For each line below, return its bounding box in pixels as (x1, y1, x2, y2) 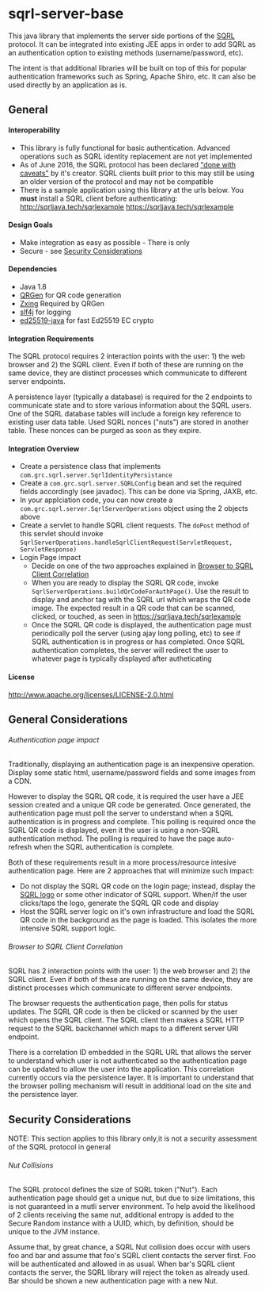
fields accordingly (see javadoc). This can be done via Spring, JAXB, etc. (19, 487, 258, 497)
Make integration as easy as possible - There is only (19, 237, 190, 247)
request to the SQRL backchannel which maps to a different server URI (8, 1024, 239, 1034)
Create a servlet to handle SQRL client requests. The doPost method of (19, 520, 250, 530)
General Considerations (8, 712, 128, 726)
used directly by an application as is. (8, 80, 127, 90)
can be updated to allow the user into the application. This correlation (8, 1065, 235, 1074)
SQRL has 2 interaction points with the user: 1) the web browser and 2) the (8, 966, 251, 976)
